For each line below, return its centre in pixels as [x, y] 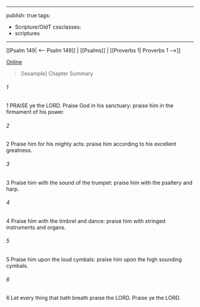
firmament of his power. [35, 112]
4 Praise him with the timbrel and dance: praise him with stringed [86, 221]
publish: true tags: [28, 15]
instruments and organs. [36, 227]
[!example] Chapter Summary [57, 73]
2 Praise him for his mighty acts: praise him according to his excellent [91, 144]
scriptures [27, 33]
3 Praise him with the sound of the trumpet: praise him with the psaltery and [99, 182]
